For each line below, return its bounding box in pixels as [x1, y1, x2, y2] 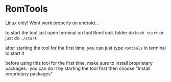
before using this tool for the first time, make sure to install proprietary [5, 60, 153, 66]
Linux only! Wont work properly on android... [5, 20, 99, 26]
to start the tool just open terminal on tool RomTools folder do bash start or [5, 29, 164, 35]
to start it [5, 50, 25, 56]
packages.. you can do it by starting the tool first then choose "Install [5, 65, 151, 71]
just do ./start [5, 35, 37, 41]
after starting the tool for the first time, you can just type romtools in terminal [5, 45, 166, 51]
